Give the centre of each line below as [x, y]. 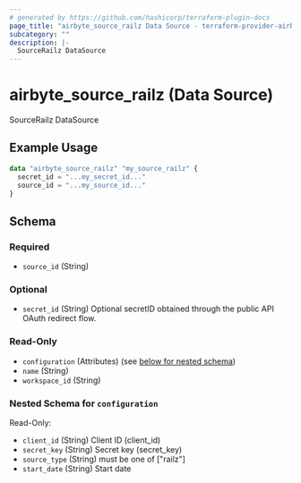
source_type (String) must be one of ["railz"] [104, 459]
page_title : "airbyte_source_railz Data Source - [104, 26]
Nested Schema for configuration [84, 403]
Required [30, 247]
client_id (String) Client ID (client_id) [91, 440]
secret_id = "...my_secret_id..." [82, 177]
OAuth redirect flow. [59, 318]
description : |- [39, 42]
